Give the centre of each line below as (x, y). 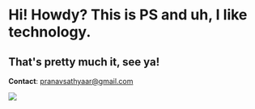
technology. (50, 32)
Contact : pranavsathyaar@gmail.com (71, 81)
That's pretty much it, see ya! (84, 62)
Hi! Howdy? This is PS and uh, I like (128, 15)
